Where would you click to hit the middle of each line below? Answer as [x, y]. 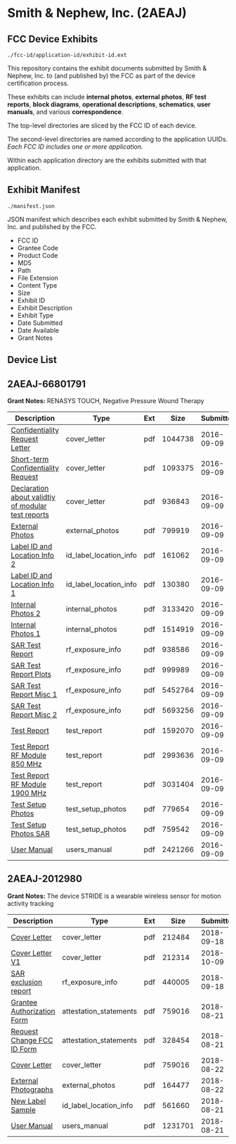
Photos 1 [26, 634]
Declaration [30, 488]
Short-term [30, 460]
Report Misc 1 [34, 694]
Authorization [33, 1011]
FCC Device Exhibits [53, 39]
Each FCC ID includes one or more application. [75, 147]
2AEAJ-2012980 [45, 879]
